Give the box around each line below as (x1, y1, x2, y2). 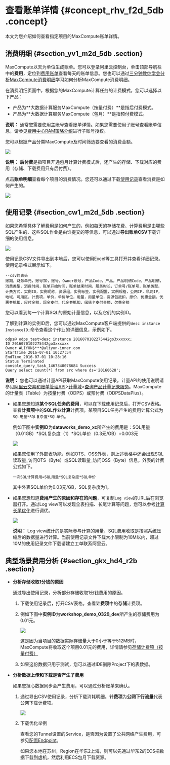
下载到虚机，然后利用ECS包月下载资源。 (24, 754, 109, 760)
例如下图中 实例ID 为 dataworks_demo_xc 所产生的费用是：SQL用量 (12, 424, 150, 430)
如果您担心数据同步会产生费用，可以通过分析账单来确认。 (12, 683, 133, 689)
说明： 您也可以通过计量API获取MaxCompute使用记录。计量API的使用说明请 (5, 377, 164, 383)
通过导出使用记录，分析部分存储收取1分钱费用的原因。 (12, 590, 125, 596)
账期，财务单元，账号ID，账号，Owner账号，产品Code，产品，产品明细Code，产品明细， (5, 278, 163, 283)
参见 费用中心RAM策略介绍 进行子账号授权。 (18, 128, 109, 134)
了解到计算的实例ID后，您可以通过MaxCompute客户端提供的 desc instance (5, 320, 160, 326)
